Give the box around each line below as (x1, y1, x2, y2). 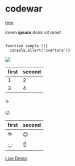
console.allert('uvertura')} (9, 48, 70, 53)
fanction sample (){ (5, 43, 48, 48)
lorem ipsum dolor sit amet (5, 29, 61, 35)
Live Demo (5, 155, 27, 161)
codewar (5, 3, 42, 15)
